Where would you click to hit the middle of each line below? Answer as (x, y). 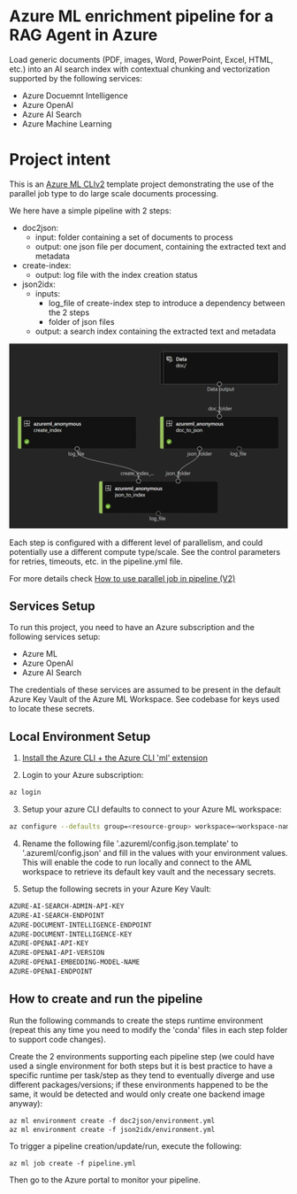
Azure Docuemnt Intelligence (75, 96)
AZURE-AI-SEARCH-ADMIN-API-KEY (67, 906)
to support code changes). (57, 1039)
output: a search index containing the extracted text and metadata (156, 331)
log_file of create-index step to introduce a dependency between (167, 303)
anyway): (26, 1103)
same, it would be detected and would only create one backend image (137, 1094)
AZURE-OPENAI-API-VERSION (57, 953)
